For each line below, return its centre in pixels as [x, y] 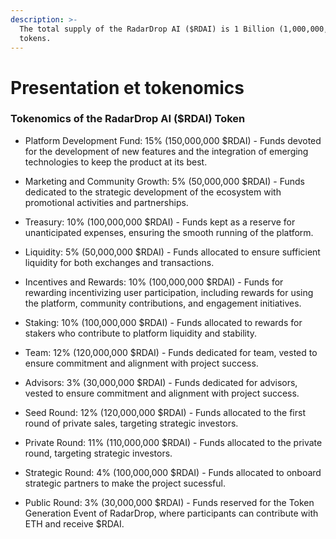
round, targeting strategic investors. [98, 453]
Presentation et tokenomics [127, 87]
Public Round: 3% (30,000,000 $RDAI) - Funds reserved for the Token [169, 502]
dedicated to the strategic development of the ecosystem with [153, 192]
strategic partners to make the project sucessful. [125, 483]
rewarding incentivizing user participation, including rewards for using [169, 292]
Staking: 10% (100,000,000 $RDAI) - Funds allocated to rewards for [163, 322]
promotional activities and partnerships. [106, 202]
